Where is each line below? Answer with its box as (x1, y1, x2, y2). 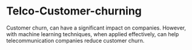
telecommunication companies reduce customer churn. (6, 37, 145, 44)
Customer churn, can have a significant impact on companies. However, (6, 24, 187, 31)
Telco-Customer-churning (6, 4, 142, 18)
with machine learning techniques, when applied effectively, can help (6, 30, 179, 37)
